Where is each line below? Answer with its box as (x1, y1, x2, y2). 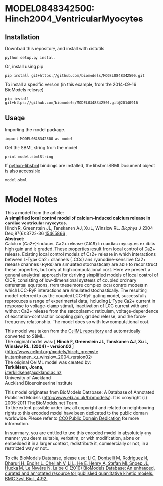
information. (5, 420, 30, 426)
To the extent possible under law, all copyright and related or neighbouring (5, 405, 155, 410)
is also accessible (5, 168, 41, 174)
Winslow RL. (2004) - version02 (5, 344, 72, 349)
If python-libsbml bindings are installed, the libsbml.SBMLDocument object (5, 162, 155, 168)
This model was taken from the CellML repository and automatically (5, 328, 141, 334)
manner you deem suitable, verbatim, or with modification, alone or (5, 435, 140, 441)
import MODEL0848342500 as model (5, 136, 73, 141)
